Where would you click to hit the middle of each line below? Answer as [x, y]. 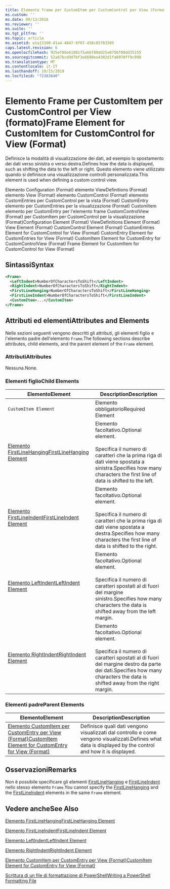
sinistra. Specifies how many [129, 468]
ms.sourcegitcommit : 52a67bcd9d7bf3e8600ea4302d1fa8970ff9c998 [73, 57]
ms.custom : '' [20, 15]
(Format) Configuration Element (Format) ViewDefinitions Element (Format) [83, 222]
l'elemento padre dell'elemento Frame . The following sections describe [78, 338]
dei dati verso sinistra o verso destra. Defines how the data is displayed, [80, 163]
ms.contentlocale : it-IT [31, 66]
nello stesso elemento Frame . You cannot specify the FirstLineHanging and [82, 788]
